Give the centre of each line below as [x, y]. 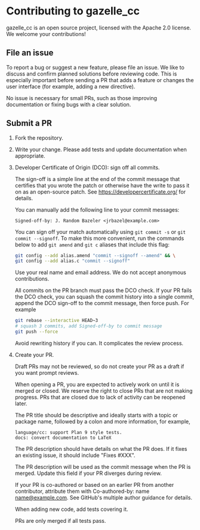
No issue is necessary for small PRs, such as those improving [81, 98]
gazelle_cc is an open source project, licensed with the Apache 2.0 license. [99, 28]
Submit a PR [29, 123]
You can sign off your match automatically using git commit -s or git [100, 231]
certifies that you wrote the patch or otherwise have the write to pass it [102, 185]
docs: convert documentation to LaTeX [63, 438]
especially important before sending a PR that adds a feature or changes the [100, 80]
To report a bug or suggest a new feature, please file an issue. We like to [96, 67]
